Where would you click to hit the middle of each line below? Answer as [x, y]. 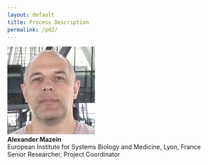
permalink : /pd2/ [33, 29]
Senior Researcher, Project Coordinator [64, 154]
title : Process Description [48, 22]
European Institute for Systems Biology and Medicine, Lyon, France [104, 147]
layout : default [31, 15]
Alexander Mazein [34, 140]
